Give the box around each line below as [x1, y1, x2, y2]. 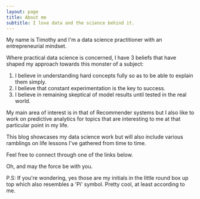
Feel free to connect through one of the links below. [6, 151, 133, 158]
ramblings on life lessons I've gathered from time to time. [6, 140, 146, 147]
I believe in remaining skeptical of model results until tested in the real [14, 91, 187, 99]
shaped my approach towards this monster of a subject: [6, 60, 144, 68]
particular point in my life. [6, 122, 69, 129]
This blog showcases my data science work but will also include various [6, 133, 183, 140]
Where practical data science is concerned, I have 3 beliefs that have [6, 54, 177, 62]
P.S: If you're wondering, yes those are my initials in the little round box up [6, 174, 189, 182]
